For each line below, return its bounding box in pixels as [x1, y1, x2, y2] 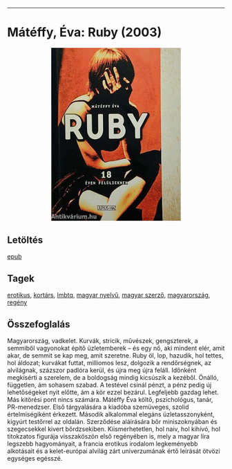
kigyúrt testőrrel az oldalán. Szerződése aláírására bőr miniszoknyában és [7, 418, 217, 426]
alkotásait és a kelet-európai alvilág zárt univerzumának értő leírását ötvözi [7, 447, 220, 455]
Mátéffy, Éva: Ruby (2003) [7, 25, 162, 40]
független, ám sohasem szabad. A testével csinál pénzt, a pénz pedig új [7, 381, 212, 389]
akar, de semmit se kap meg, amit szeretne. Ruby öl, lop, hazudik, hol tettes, [7, 351, 224, 360]
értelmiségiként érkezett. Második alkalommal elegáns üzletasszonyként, [7, 410, 215, 419]
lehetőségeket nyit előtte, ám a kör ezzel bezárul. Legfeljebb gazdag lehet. [7, 388, 219, 396]
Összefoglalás [7, 318, 70, 330]
